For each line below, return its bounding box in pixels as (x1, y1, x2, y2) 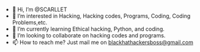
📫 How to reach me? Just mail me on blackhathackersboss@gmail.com (12, 39, 194, 46)
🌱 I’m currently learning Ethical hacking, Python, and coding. (12, 25, 165, 32)
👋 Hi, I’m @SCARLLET (12, 6, 67, 13)
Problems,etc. (12, 19, 48, 26)
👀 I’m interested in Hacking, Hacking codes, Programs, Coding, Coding (12, 12, 191, 20)
